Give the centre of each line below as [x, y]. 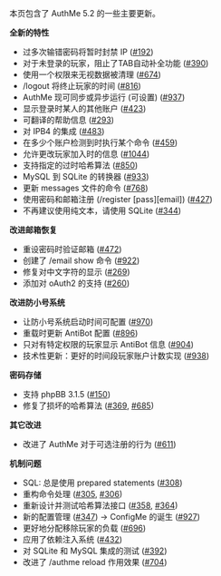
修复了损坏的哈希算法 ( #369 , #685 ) [88, 405]
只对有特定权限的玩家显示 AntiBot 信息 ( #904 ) [108, 344]
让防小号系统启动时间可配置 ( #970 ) [88, 322]
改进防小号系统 [37, 303]
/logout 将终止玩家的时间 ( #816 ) [82, 86]
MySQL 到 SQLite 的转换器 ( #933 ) [86, 176]
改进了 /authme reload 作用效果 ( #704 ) [95, 562]
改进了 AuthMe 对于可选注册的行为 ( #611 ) [99, 444]
